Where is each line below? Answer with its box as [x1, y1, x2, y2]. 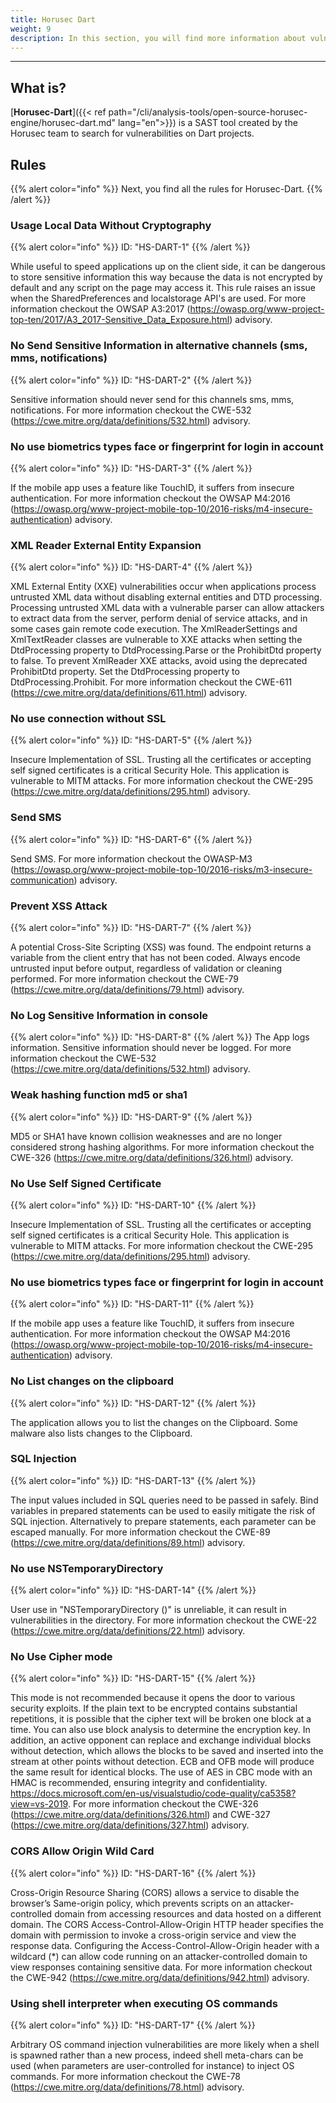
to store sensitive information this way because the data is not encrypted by [10, 271, 323, 283]
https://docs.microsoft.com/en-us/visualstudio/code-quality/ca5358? [10, 1787, 297, 1800]
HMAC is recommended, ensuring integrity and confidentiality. [10, 1777, 268, 1789]
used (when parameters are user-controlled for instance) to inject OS [10, 2060, 295, 2072]
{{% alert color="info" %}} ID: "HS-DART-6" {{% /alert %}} [10, 833, 253, 845]
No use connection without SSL [10, 712, 167, 726]
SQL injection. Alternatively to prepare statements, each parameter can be [10, 1515, 317, 1527]
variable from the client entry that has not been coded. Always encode [10, 952, 301, 964]
